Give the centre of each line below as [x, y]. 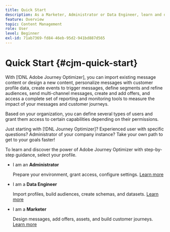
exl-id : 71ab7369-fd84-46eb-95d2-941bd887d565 [55, 38]
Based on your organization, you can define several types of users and [79, 114]
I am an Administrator [36, 164]
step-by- [153, 149]
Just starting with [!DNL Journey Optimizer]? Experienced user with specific [85, 129]
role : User [17, 29]
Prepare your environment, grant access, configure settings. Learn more [88, 174]
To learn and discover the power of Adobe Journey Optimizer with [74, 149]
